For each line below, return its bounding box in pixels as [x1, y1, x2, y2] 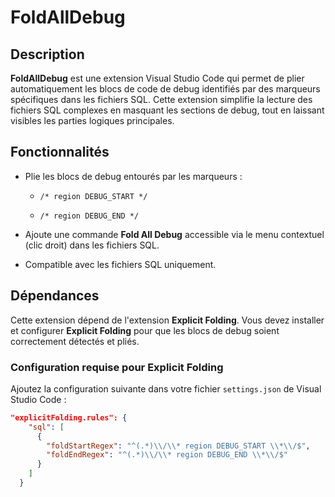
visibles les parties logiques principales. [10, 115, 175, 126]
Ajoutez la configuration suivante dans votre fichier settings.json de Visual [10, 382, 322, 395]
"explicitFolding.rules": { [10, 412, 128, 423]
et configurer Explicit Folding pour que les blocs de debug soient [10, 324, 280, 336]
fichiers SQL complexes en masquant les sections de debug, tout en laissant [10, 104, 325, 116]
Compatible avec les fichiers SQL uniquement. [24, 258, 217, 270]
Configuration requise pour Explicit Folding [10, 360, 224, 374]
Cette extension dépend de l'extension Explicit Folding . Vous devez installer [10, 314, 325, 326]
